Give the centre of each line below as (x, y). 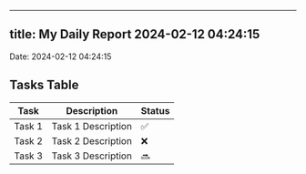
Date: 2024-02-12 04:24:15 (61, 56)
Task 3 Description (92, 156)
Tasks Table (44, 85)
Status (155, 110)
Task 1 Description (92, 126)
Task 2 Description (92, 140)
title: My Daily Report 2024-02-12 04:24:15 (135, 34)
